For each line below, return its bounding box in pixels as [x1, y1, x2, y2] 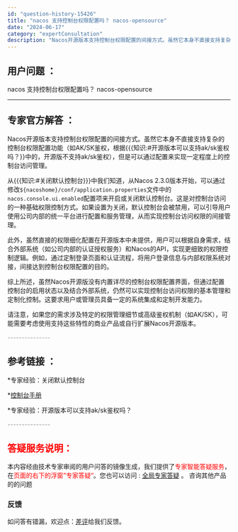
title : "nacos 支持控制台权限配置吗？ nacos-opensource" [7, 17, 167, 24]
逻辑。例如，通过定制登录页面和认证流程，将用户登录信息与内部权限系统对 [13, 253, 231, 262]
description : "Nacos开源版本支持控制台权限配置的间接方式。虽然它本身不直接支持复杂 [7, 37, 232, 44]
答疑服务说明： [7, 442, 73, 454]
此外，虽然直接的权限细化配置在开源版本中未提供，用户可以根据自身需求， [7, 235, 225, 244]
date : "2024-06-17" [7, 23, 65, 31]
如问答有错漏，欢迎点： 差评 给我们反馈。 [7, 517, 125, 526]
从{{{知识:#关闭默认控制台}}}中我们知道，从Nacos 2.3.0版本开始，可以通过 [7, 176, 225, 184]
